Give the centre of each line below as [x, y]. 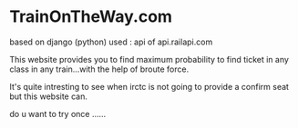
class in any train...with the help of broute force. [99, 69]
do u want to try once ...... [58, 113]
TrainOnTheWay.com [91, 17]
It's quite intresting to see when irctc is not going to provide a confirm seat [149, 86]
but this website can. [49, 96]
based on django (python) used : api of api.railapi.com [111, 42]
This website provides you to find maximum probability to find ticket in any [149, 59]
